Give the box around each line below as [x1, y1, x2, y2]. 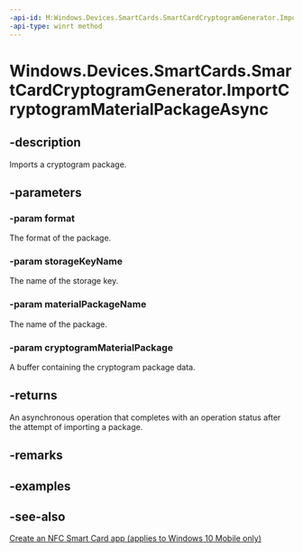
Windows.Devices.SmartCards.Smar [9, 61, 292, 81]
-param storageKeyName [9, 255, 124, 267]
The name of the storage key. [9, 276, 119, 286]
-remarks [9, 448, 63, 463]
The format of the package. [9, 232, 112, 244]
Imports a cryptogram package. [9, 159, 127, 170]
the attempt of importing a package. [9, 421, 143, 432]
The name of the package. [9, 318, 108, 330]
